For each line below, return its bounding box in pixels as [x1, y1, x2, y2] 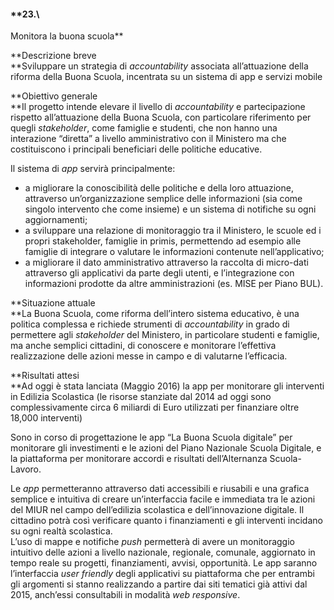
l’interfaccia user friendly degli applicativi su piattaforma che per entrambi [10, 568, 315, 580]
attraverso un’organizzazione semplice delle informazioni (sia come [24, 193, 303, 205]
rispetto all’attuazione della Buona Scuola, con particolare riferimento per [10, 111, 312, 124]
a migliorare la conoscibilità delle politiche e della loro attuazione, [24, 182, 294, 194]
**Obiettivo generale [10, 90, 98, 102]
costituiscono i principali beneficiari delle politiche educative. [10, 143, 263, 155]
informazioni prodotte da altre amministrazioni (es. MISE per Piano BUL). [24, 278, 324, 290]
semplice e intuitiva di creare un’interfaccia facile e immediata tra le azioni [10, 493, 316, 505]
